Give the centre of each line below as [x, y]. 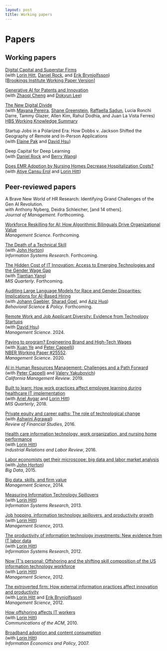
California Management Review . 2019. [44, 378]
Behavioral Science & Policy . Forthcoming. [49, 307]
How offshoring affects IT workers [40, 612]
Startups [14, 322]
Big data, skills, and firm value [36, 480]
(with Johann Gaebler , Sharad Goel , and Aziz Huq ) [57, 301]
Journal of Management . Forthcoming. [45, 215]
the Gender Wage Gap [28, 270]
